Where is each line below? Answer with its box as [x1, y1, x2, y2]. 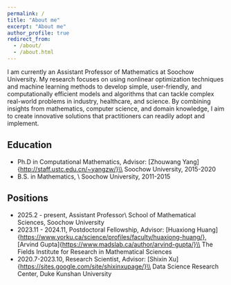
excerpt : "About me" [7, 23, 67, 30]
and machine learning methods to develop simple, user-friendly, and [7, 82, 202, 91]
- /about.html [13, 49, 54, 56]
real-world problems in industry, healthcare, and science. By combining [7, 97, 211, 105]
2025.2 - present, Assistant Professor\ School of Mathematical [17, 210, 196, 219]
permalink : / [7, 10, 45, 17]
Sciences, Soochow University [17, 218, 105, 226]
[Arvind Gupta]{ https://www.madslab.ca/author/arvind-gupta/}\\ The [17, 240, 213, 248]
